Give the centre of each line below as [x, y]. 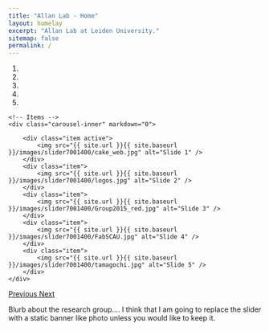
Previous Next [32, 294]
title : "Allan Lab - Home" [53, 16]
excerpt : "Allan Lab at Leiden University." [84, 31]
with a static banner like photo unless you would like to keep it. [112, 318]
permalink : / [30, 46]
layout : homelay [35, 23]
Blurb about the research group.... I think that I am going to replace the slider [135, 309]
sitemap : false [34, 38]
